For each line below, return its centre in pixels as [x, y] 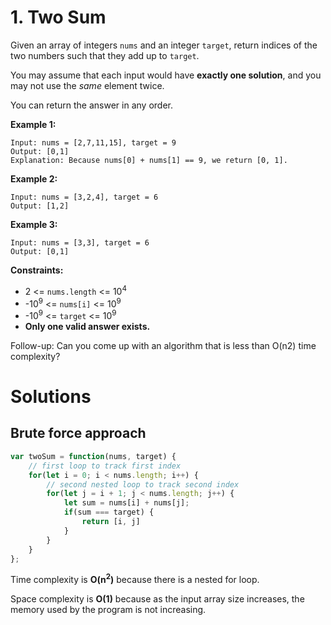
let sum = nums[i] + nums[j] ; [126, 503]
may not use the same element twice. [87, 85]
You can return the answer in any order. [91, 105]
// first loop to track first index [105, 466]
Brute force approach [78, 433]
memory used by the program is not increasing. [108, 610]
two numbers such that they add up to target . [105, 55]
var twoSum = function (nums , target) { [93, 456]
